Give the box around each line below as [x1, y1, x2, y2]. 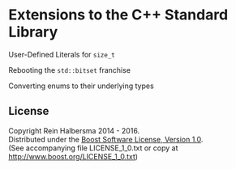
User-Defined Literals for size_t [8, 49, 115, 59]
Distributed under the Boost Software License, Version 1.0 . [8, 134, 204, 144]
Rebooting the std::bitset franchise [8, 65, 131, 74]
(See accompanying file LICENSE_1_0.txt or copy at [8, 143, 178, 153]
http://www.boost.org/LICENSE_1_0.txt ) [8, 151, 139, 161]
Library [8, 23, 58, 41]
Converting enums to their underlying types [8, 81, 154, 91]
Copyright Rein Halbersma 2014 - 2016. [8, 125, 140, 135]
